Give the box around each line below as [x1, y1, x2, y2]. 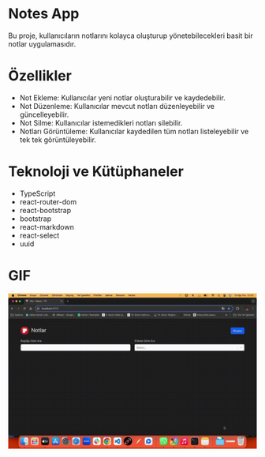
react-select [19, 230, 60, 240]
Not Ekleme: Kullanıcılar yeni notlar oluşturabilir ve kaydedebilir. [19, 92, 226, 103]
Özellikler [8, 67, 73, 85]
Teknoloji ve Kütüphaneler [8, 163, 184, 181]
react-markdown [19, 222, 75, 231]
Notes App [8, 5, 80, 23]
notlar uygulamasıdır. [8, 39, 77, 48]
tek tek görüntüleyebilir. [19, 135, 97, 144]
